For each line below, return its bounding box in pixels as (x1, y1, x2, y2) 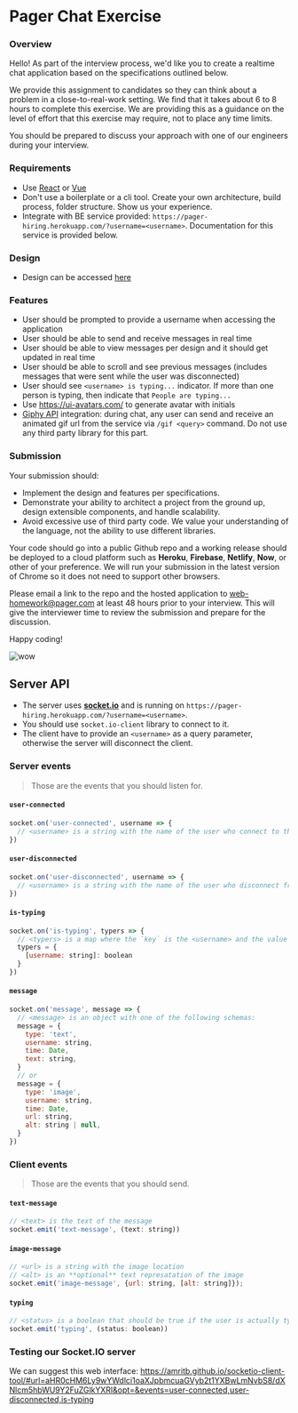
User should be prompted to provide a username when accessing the (21, 314, 277, 325)
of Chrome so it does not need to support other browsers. (9, 571, 221, 582)
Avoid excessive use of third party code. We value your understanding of (21, 516, 289, 526)
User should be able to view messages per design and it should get (21, 342, 269, 353)
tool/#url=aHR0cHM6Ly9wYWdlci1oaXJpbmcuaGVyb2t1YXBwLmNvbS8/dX (9, 1376, 286, 1386)
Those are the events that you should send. (30, 1178, 190, 1189)
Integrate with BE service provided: (21, 211, 151, 221)
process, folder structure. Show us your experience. (21, 201, 213, 212)
